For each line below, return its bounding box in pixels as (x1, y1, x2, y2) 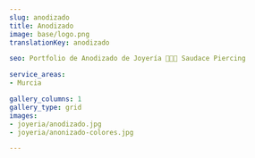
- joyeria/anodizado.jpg (9, 120, 102, 129)
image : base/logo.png (9, 29, 90, 38)
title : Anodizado (9, 21, 74, 30)
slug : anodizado (9, 12, 70, 22)
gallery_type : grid (9, 103, 82, 112)
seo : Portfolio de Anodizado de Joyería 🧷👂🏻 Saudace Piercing (9, 54, 246, 63)
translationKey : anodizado (9, 37, 110, 47)
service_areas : (9, 71, 66, 79)
